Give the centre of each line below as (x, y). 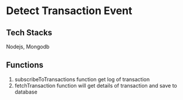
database (26, 92)
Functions (25, 65)
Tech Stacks (29, 33)
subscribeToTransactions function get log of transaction (82, 79)
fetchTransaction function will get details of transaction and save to (96, 85)
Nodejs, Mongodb (28, 46)
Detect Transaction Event (69, 11)
